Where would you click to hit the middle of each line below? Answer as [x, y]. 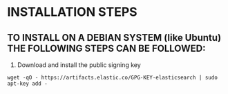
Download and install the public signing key [79, 65]
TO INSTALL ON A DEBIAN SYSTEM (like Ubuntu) [114, 38]
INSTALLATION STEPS [72, 12]
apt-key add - [28, 84]
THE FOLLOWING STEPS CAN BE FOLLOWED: [106, 48]
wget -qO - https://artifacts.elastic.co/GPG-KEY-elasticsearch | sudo [112, 77]
